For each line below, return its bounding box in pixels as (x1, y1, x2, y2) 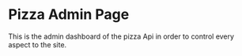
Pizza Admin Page (8, 6, 130, 24)
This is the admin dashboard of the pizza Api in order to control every (8, 32, 235, 41)
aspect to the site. (8, 39, 67, 49)
